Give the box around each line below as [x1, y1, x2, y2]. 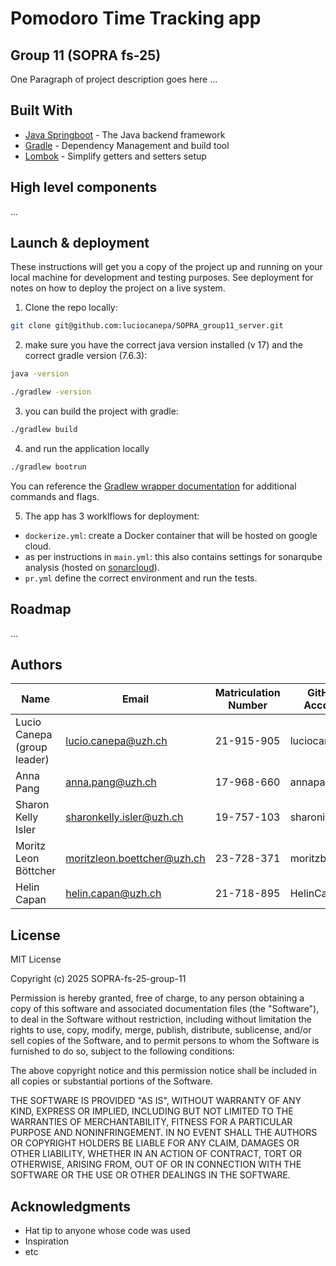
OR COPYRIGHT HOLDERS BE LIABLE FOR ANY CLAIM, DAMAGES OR [10, 1137, 300, 1149]
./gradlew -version [10, 387, 92, 397]
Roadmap [10, 601, 72, 618]
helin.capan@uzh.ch [65, 887, 162, 901]
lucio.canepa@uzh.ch [65, 734, 168, 748]
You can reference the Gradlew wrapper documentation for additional [10, 480, 297, 492]
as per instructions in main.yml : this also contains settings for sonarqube [24, 550, 323, 562]
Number [228, 698, 268, 712]
